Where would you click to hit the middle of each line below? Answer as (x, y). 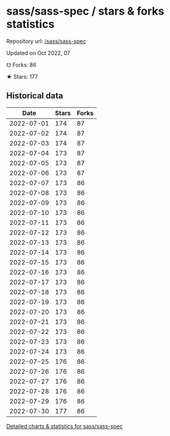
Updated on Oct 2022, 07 (38, 53)
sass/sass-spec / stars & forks (85, 11)
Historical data (35, 96)
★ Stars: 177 (22, 76)
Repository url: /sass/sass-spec (46, 41)
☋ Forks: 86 (21, 65)
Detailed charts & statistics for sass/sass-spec (65, 426)
